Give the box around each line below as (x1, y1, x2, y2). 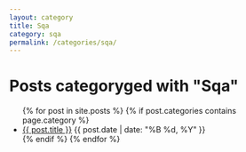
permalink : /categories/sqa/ (9, 37, 117, 47)
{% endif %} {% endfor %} (21, 134, 121, 145)
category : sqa (9, 29, 62, 38)
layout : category (9, 12, 74, 22)
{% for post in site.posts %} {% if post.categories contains (21, 106, 237, 116)
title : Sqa (9, 21, 50, 30)
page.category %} (21, 115, 90, 125)
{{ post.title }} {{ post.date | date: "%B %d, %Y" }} (21, 124, 206, 135)
